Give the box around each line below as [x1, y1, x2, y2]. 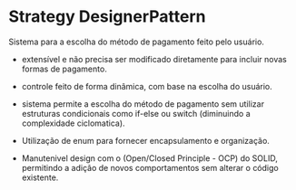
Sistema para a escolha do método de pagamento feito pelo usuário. [8, 36, 265, 47]
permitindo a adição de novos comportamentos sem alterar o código [21, 162, 279, 173]
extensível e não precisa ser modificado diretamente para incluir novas [21, 53, 287, 64]
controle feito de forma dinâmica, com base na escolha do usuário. [21, 81, 273, 91]
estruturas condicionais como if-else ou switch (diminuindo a [21, 108, 251, 119]
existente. [21, 172, 59, 183]
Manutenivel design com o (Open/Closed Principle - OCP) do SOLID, [21, 152, 278, 164]
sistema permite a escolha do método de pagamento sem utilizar [21, 98, 265, 109]
